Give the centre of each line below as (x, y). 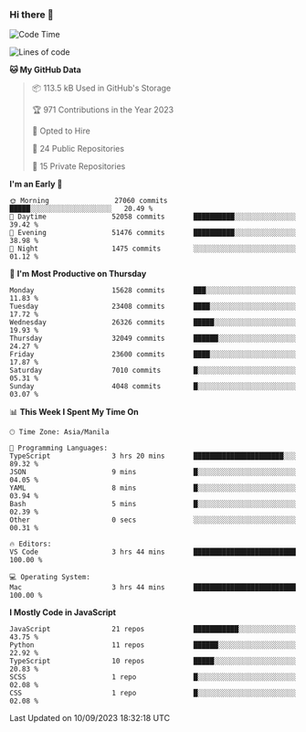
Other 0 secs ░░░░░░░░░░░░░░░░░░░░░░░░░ (153, 520)
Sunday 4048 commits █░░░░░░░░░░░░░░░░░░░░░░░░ (153, 387)
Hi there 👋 (32, 15)
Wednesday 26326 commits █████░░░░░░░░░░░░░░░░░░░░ (153, 323)
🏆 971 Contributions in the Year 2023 (103, 110)
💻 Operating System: (50, 578)
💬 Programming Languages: (58, 448)
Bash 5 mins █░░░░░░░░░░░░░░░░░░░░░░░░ (153, 504)
